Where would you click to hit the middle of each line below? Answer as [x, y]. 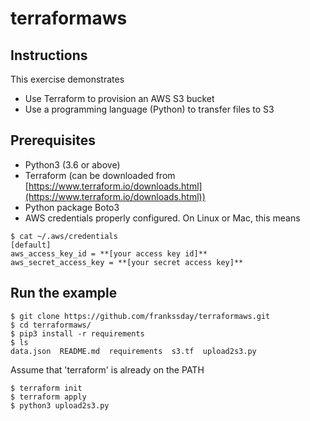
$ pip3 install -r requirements [77, 333]
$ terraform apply [48, 397]
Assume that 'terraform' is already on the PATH [107, 369]
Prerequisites [53, 140]
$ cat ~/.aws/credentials [64, 236]
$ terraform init [46, 388]
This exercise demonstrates [67, 79]
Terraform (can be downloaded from [100, 175]
